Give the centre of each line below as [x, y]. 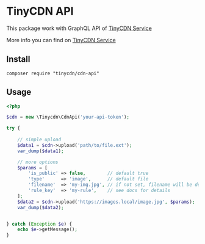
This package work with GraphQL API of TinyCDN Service [79, 28]
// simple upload [39, 140]
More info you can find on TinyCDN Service [61, 40]
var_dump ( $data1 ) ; [41, 151]
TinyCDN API [40, 11]
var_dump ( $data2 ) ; [41, 207]
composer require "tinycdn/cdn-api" [53, 73]
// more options [38, 162]
